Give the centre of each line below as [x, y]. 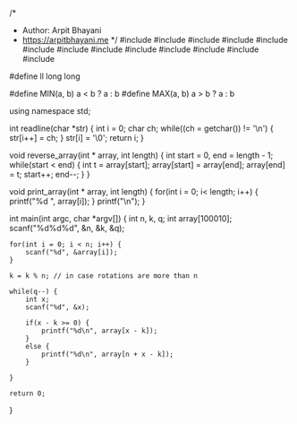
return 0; [28, 394]
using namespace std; [50, 111]
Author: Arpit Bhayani [62, 30]
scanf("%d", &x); [58, 307]
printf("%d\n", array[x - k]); [100, 331]
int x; [38, 299]
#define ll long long [45, 76]
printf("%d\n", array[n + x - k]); [108, 354]
